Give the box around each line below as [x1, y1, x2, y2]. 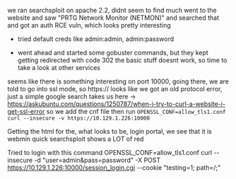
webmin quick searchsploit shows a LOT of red [7, 134, 144, 143]
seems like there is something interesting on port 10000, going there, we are [7, 77, 230, 86]
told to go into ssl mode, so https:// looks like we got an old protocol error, [7, 85, 223, 93]
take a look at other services [17, 64, 101, 71]
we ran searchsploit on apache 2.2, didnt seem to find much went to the [7, 6, 217, 14]
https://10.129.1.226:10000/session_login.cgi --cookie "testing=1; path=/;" [7, 163, 221, 172]
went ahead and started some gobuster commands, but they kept [17, 49, 208, 57]
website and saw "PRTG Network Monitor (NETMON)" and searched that [7, 13, 220, 22]
